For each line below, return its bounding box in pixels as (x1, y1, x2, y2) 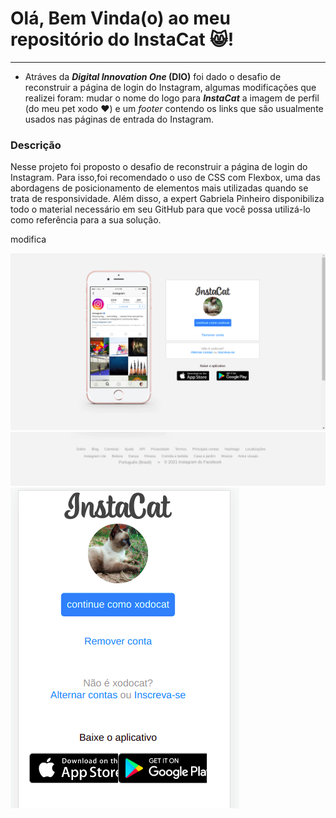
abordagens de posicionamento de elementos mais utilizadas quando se (10, 182, 309, 194)
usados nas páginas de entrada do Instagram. (24, 113, 215, 125)
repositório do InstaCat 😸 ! (10, 28, 235, 51)
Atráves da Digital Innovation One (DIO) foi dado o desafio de (24, 70, 282, 82)
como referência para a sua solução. (10, 214, 162, 226)
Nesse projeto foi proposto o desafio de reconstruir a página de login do (10, 161, 308, 173)
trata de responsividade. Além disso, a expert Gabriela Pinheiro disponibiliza (10, 193, 325, 205)
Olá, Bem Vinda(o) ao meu (10, 7, 231, 30)
